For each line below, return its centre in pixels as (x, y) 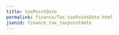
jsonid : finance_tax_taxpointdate (49, 23)
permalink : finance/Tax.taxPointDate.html (59, 17)
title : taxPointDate (32, 12)
